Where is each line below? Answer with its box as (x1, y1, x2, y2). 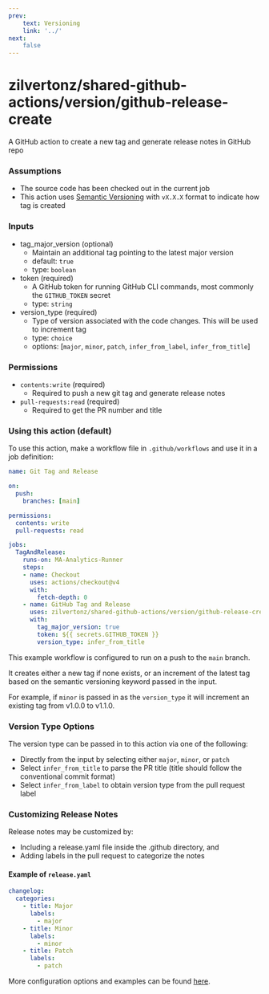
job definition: (8, 452, 54, 462)
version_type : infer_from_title (37, 638, 146, 646)
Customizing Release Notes (8, 809, 118, 820)
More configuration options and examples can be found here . (8, 976, 211, 986)
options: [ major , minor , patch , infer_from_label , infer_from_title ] (31, 341, 251, 351)
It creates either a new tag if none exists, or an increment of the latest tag (8, 668, 251, 678)
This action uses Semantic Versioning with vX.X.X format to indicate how (19, 192, 260, 202)
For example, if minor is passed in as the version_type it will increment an (8, 692, 250, 702)
